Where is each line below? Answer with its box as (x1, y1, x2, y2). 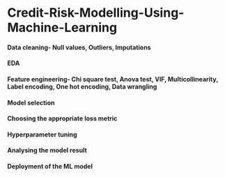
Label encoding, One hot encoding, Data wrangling (7, 82, 157, 91)
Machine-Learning (7, 20, 117, 36)
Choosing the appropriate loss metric (7, 114, 118, 123)
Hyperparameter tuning (7, 130, 78, 139)
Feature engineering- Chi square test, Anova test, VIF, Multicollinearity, (7, 75, 218, 83)
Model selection (7, 98, 55, 107)
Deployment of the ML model (7, 162, 93, 170)
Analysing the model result (7, 146, 87, 155)
